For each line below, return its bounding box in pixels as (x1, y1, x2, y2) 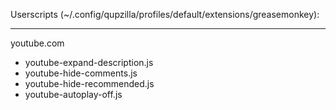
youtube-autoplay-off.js (24, 89, 123, 100)
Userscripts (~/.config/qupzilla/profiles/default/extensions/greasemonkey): (10, 9, 320, 20)
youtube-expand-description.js (24, 57, 154, 68)
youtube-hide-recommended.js (24, 78, 155, 89)
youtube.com (10, 37, 65, 49)
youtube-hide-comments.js (24, 67, 138, 79)
